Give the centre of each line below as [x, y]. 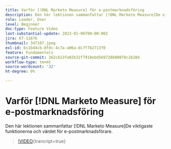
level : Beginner [22, 24]
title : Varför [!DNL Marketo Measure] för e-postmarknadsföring [75, 10]
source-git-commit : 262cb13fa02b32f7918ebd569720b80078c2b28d [73, 57]
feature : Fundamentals [29, 52]
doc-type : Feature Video [32, 29]
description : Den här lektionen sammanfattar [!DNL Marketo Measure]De [83, 15]
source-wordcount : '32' [31, 67]
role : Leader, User [26, 19]
